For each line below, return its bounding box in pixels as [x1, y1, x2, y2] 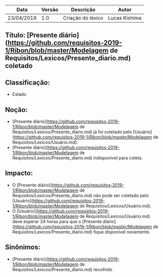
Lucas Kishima [108, 15, 142, 21]
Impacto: [5, 169, 33, 178]
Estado [12, 92, 27, 97]
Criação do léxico [63, 15, 104, 21]
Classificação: [5, 78, 50, 87]
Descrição [70, 6, 95, 13]
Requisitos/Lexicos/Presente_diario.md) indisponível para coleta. [12, 155, 143, 161]
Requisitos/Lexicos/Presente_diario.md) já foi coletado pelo [12, 129, 132, 135]
